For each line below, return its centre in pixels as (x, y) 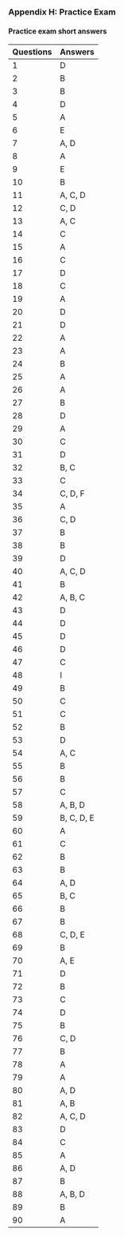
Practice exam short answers (58, 31)
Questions (32, 52)
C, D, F (72, 493)
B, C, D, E (77, 818)
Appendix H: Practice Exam (62, 12)
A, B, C (72, 597)
